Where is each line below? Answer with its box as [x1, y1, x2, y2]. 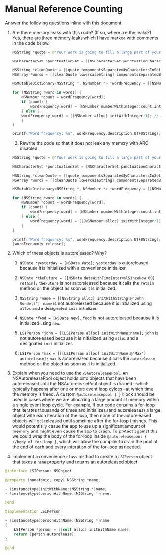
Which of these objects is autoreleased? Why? [12, 250, 107, 256]
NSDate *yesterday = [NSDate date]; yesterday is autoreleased [19, 260, 149, 266]
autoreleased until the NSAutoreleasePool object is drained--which [12, 381, 149, 387]
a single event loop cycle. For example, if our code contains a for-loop [12, 402, 155, 408]
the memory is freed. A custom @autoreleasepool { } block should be [12, 391, 155, 397]
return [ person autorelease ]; [14, 532, 77, 537]
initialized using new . [19, 320, 61, 326]
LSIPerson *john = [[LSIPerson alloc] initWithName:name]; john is [19, 330, 159, 336]
